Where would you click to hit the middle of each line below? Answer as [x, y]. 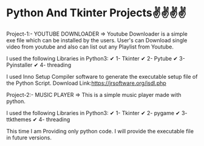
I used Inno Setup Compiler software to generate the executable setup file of [102, 76]
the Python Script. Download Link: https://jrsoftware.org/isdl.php [87, 83]
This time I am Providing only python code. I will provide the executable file [100, 131]
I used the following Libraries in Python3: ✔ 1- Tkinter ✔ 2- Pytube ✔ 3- [96, 58]
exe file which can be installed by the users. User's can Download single [97, 40]
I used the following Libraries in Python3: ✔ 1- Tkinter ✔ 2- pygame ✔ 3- [97, 113]
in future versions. [29, 138]
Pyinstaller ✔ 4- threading [39, 65]
